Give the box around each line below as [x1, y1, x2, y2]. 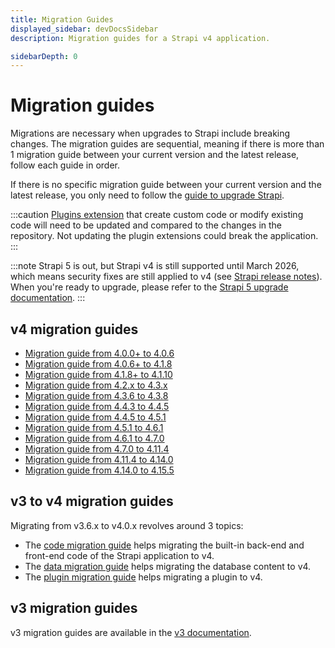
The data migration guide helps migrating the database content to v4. [24, 560, 312, 572]
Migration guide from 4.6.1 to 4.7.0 [24, 432, 165, 444]
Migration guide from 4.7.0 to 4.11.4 [24, 443, 170, 455]
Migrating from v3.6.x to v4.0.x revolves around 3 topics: [10, 519, 244, 531]
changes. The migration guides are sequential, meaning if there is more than [10, 138, 325, 150]
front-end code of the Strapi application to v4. [24, 549, 215, 561]
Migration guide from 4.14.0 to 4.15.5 [24, 464, 175, 476]
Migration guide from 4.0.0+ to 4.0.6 [24, 347, 175, 359]
